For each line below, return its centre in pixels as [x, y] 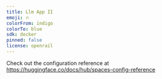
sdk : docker [21, 35]
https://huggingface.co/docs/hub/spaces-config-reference [81, 69]
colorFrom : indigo [30, 23]
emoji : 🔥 [18, 18]
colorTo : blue [24, 29]
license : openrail [30, 46]
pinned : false [24, 40]
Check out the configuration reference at [58, 63]
